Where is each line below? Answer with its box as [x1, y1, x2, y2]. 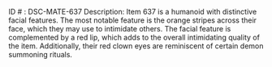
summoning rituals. [8, 50, 73, 59]
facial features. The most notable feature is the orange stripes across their [8, 15, 257, 25]
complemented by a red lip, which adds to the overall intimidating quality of [8, 32, 260, 42]
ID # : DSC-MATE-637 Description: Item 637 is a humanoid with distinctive [8, 7, 257, 16]
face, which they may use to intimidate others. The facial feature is [8, 24, 231, 33]
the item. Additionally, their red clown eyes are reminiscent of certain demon [8, 41, 264, 51]
